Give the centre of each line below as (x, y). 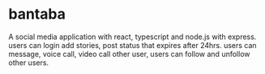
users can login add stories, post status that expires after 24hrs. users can (132, 45)
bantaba (37, 14)
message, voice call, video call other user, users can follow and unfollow (129, 54)
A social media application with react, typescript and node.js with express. (132, 37)
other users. (29, 63)
